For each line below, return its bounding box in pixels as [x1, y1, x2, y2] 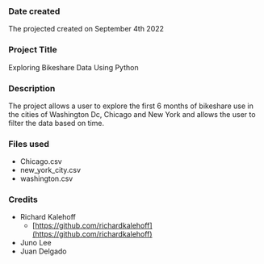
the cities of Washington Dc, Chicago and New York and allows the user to [8, 109, 256, 119]
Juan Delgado [19, 246, 67, 256]
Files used [8, 138, 50, 149]
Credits [8, 194, 38, 205]
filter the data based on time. [8, 118, 105, 128]
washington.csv [19, 174, 73, 183]
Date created [8, 6, 61, 17]
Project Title [8, 44, 58, 56]
